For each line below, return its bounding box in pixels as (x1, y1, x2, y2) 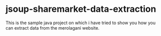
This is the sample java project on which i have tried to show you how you (5, 20, 156, 26)
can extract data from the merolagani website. (5, 25, 100, 31)
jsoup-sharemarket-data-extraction (5, 3, 157, 15)
